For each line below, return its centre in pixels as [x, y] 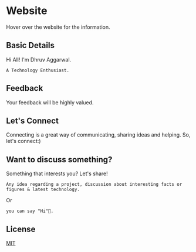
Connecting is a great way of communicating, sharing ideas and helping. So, [98, 135]
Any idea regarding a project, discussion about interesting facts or [94, 185]
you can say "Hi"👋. [30, 211]
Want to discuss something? [59, 159]
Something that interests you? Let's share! [57, 173]
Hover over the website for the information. [58, 27]
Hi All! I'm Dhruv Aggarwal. [39, 59]
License [21, 229]
